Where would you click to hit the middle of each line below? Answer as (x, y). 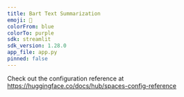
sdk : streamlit (29, 39)
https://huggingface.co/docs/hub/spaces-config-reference (92, 86)
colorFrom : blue (31, 26)
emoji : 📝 (20, 20)
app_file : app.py (32, 53)
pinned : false (28, 59)
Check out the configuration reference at (66, 78)
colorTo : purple (31, 33)
